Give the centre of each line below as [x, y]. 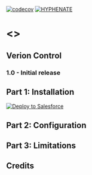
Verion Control [34, 55]
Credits [20, 166]
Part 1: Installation [40, 92]
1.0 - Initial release [33, 73]
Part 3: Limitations [41, 146]
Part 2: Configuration [46, 125]
